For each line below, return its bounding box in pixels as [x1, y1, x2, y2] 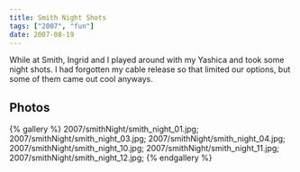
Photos [9, 100, 50, 115]
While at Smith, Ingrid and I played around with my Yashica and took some [9, 55, 285, 66]
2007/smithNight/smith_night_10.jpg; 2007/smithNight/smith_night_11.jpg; [9, 143, 280, 154]
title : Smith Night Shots [9, 13, 106, 23]
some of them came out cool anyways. [9, 74, 153, 85]
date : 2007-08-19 [9, 30, 75, 39]
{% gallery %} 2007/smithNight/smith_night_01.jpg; [9, 123, 200, 135]
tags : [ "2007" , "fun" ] [9, 22, 95, 31]
